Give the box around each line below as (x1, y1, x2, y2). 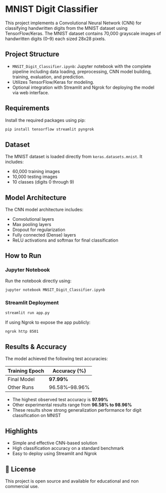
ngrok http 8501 (5, 329, 39, 334)
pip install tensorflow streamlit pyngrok (5, 126, 94, 132)
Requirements (5, 104, 50, 113)
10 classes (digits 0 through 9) (12, 179, 74, 185)
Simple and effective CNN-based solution (12, 440, 98, 446)
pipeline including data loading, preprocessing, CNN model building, (12, 68, 152, 74)
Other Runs (7, 384, 34, 391)
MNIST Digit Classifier (5, 3, 98, 15)
